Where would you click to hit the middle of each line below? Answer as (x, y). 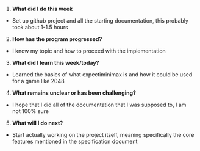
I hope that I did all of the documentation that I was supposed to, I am (99, 105)
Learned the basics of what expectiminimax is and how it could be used (102, 75)
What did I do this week (42, 9)
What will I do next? (37, 123)
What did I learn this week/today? (55, 63)
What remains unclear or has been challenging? (74, 93)
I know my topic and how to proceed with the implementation (89, 51)
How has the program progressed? (57, 39)
